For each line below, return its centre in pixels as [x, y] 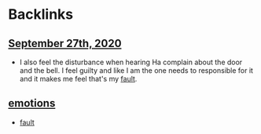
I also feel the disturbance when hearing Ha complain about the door [131, 62]
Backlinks [41, 14]
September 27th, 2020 [65, 43]
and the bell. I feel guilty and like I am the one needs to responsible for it [136, 71]
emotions [32, 103]
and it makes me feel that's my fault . [78, 79]
